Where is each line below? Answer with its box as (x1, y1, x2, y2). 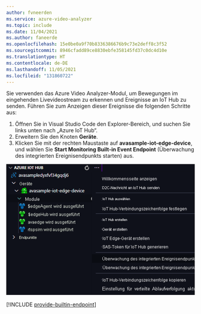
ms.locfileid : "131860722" (6, 72, 74, 79)
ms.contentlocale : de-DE (6, 60, 68, 66)
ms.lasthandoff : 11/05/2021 (6, 66, 77, 72)
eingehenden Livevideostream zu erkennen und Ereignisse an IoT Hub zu (6, 96, 187, 103)
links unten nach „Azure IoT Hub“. (14, 127, 98, 134)
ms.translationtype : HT (6, 54, 66, 60)
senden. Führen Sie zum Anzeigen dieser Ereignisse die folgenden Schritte (6, 102, 191, 110)
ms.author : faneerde (6, 35, 58, 41)
